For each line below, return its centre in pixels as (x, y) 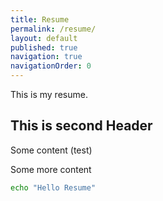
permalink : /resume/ (53, 29)
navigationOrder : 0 (51, 66)
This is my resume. (49, 94)
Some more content (51, 169)
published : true (44, 47)
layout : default (44, 38)
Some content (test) (51, 150)
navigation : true (46, 57)
